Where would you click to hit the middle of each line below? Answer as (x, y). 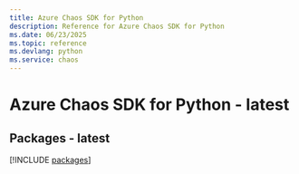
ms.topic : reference (48, 43)
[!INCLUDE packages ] (50, 160)
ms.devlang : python (46, 52)
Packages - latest (60, 138)
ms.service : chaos (44, 60)
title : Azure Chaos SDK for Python (77, 18)
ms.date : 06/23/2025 (48, 34)
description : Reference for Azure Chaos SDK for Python (117, 26)
